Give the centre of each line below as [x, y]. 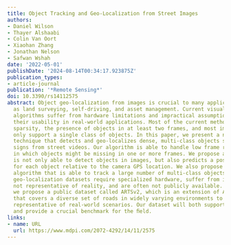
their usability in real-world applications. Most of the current [110, 122]
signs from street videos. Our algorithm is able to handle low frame [117, 148]
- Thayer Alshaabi [33, 33]
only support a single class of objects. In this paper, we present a [117, 135]
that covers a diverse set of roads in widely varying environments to [118, 199]
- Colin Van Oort [32, 39]
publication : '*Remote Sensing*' [55, 90]
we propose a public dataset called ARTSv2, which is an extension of [117, 192]
